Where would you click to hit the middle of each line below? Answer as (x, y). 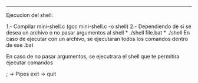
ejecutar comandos (29, 63)
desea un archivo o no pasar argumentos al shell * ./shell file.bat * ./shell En (98, 32)
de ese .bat (20, 45)
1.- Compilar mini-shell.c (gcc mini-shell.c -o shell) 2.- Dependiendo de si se (99, 26)
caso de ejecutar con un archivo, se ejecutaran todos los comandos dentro (97, 39)
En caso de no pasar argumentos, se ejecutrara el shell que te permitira (93, 56)
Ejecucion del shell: (29, 15)
